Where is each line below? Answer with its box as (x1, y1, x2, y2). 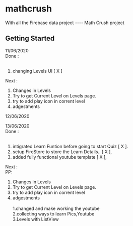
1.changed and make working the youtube (12, 205, 100, 211)
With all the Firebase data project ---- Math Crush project (5, 20, 124, 26)
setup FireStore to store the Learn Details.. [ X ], (12, 149, 112, 155)
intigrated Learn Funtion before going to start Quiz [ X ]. (12, 143, 128, 149)
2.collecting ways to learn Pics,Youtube (12, 210, 95, 216)
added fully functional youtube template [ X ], (12, 154, 107, 160)
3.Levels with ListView (12, 216, 59, 222)
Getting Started (5, 34, 55, 43)
